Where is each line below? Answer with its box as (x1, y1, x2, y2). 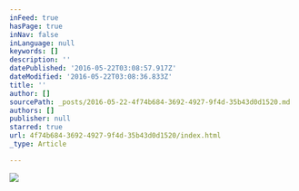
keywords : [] (9, 47, 59, 56)
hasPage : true (9, 22, 64, 31)
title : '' (9, 81, 47, 90)
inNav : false (9, 30, 59, 39)
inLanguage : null (9, 38, 75, 48)
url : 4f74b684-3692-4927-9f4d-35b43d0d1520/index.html (9, 131, 222, 140)
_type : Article (9, 139, 67, 148)
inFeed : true (9, 13, 59, 23)
